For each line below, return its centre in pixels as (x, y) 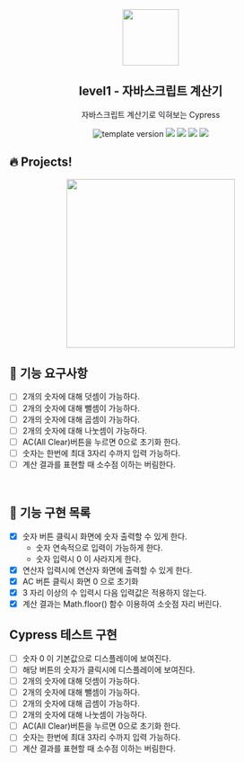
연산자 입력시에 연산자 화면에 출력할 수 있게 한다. (107, 569)
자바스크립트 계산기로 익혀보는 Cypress (151, 114)
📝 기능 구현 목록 (50, 513)
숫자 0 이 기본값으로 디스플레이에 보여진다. (97, 658)
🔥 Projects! (41, 162)
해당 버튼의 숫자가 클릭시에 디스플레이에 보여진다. (109, 669)
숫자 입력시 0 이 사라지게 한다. (88, 559)
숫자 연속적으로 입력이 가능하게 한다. (99, 547)
